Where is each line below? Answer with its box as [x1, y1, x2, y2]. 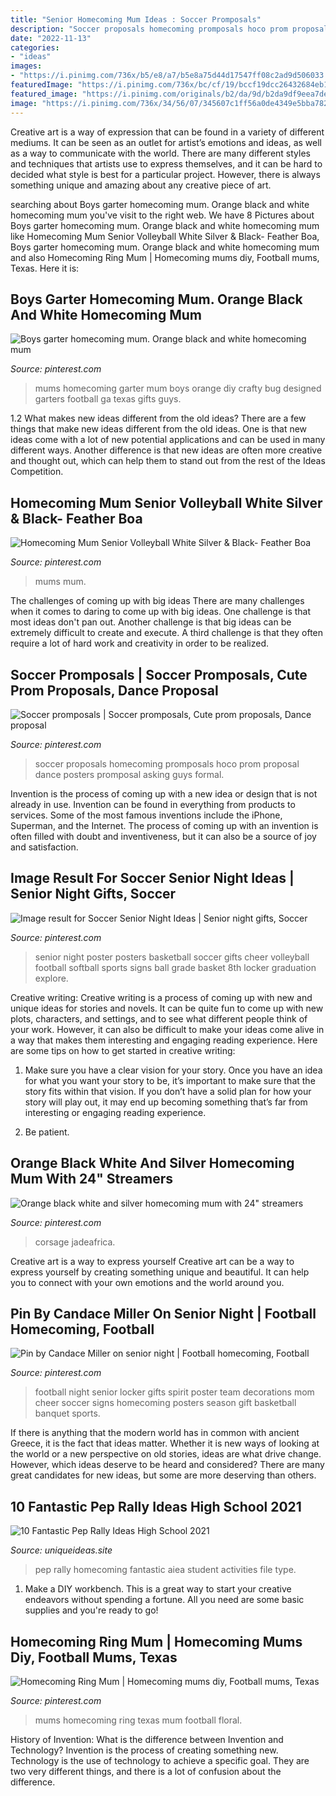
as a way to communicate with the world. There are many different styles [10, 147, 311, 159]
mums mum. [34, 576, 87, 588]
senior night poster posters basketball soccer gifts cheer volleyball [34, 951, 310, 963]
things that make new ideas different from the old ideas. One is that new [10, 423, 308, 435]
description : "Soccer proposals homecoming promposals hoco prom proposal [10, 24, 329, 34]
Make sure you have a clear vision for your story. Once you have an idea [24, 1064, 323, 1076]
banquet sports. [34, 1407, 101, 1420]
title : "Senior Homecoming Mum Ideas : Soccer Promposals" [10, 14, 262, 25]
